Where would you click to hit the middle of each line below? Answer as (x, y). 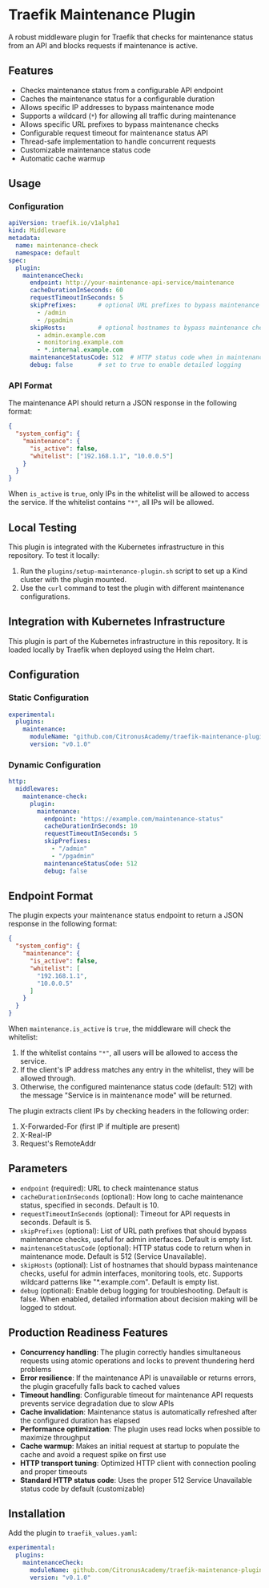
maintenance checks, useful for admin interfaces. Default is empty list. (137, 1239)
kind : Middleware (37, 230)
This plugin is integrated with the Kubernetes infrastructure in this (116, 547)
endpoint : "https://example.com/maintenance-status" (134, 819)
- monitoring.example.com (80, 343)
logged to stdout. (48, 1307)
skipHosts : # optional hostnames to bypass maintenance (139, 328)
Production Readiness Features (88, 1333)
